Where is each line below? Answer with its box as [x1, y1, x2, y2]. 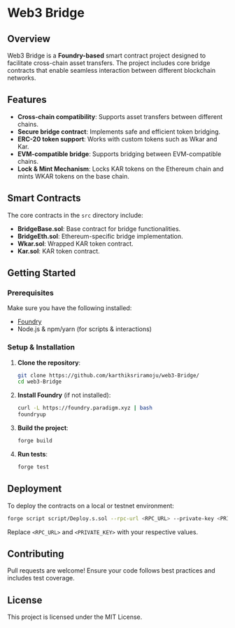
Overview [7, 33, 51, 45]
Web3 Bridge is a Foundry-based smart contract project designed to [7, 51, 206, 60]
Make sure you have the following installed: [7, 304, 132, 312]
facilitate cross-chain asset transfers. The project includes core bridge [7, 59, 211, 67]
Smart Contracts [7, 193, 82, 204]
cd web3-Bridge [17, 378, 62, 386]
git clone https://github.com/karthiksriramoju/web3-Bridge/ [17, 372, 200, 379]
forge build [17, 438, 52, 445]
